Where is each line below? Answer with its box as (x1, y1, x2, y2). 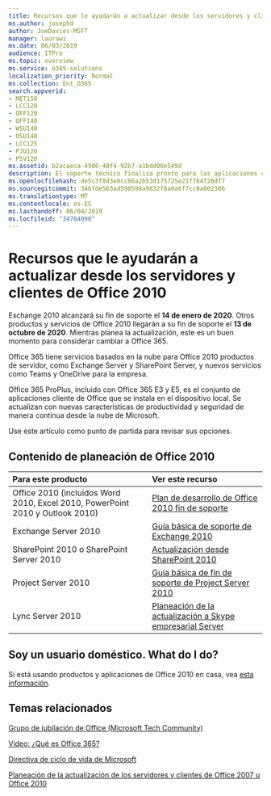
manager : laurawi (8, 34, 67, 43)
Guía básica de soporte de (152, 520, 252, 532)
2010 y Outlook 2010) (12, 508, 98, 518)
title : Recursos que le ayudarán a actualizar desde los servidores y (8, 11, 251, 20)
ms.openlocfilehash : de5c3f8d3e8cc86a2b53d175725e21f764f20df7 (8, 177, 226, 186)
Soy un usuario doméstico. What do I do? (8, 648, 219, 662)
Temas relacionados (8, 701, 113, 715)
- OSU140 (8, 132, 38, 140)
